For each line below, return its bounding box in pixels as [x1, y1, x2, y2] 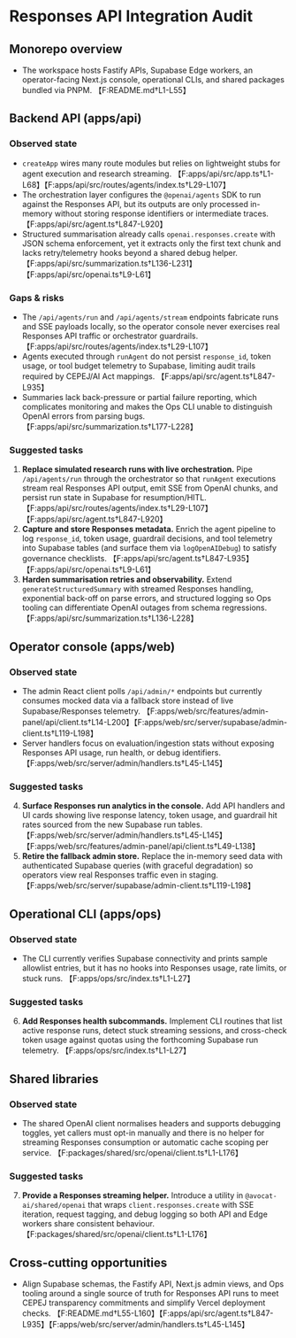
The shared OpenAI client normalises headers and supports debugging [21, 1118, 281, 1128]
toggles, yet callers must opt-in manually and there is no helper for [21, 1127, 265, 1138]
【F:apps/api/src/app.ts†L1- [173, 168, 274, 179]
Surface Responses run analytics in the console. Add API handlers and [21, 800, 285, 811]
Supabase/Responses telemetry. [21, 706, 141, 716]
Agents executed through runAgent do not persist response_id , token [21, 351, 271, 361]
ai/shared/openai [21, 1202, 87, 1210]
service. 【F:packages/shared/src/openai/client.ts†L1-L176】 [21, 1147, 243, 1157]
